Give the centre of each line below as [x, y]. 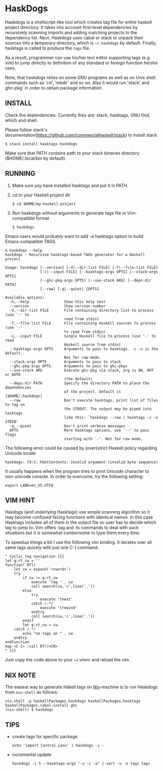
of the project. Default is [92, 392]
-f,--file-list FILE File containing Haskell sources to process [83, 323]
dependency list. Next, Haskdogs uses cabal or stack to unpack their [74, 38]
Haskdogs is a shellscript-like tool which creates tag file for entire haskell [79, 22]
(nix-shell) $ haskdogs [29, 710]
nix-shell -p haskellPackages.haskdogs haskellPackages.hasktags [73, 701]
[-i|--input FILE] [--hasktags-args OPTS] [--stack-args [99, 272]
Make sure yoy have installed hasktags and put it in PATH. [70, 185]
